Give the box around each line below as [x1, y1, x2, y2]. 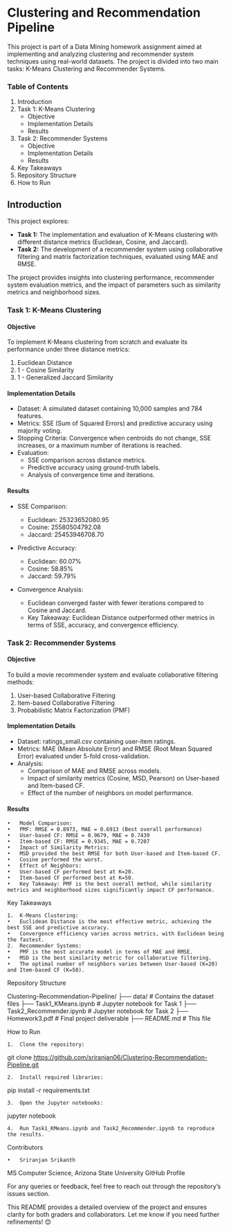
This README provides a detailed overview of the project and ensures [7, 1203, 207, 1211]
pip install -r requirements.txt [7, 1086, 90, 1095]
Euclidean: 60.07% [27, 557, 82, 565]
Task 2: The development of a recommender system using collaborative [17, 245, 223, 253]
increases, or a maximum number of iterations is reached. [17, 441, 182, 449]
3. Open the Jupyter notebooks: [7, 1100, 104, 1107]
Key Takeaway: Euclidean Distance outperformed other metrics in [27, 613, 215, 621]
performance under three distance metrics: [7, 345, 130, 354]
